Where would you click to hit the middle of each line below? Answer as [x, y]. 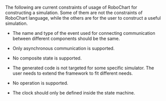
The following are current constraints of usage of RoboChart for [71, 7]
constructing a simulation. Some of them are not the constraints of [74, 13]
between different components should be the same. [66, 38]
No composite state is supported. [47, 58]
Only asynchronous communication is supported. [63, 48]
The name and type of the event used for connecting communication [84, 33]
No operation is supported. [40, 83]
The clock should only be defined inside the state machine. [74, 93]
